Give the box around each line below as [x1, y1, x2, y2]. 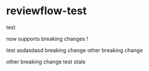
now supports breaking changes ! [6, 35, 88, 42]
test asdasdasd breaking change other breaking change [6, 46, 144, 54]
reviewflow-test [6, 4, 87, 18]
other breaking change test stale [6, 58, 86, 65]
